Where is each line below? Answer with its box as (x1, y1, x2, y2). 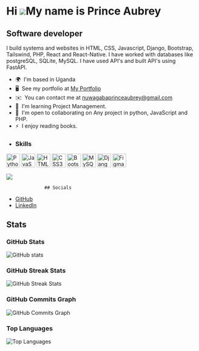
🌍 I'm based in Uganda (15, 76, 76, 83)
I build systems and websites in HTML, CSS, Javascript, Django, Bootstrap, (6, 44, 194, 51)
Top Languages (6, 324, 53, 332)
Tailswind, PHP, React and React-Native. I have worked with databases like (6, 51, 194, 58)
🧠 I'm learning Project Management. (15, 103, 107, 110)
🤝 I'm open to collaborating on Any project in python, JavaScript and (15, 109, 188, 116)
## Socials (44, 185, 72, 191)
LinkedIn (15, 202, 37, 209)
